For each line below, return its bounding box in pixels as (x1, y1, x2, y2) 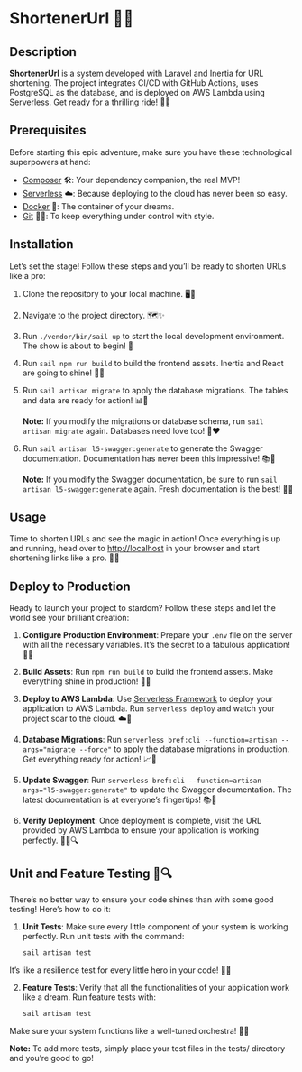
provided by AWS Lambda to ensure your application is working (22, 825, 260, 836)
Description (9, 44, 77, 60)
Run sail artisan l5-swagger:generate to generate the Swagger (22, 442, 263, 454)
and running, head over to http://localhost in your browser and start (9, 543, 260, 554)
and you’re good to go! (9, 1052, 95, 1063)
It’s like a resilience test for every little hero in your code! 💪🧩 (9, 965, 232, 975)
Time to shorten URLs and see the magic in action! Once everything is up (9, 533, 281, 544)
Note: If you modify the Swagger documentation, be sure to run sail (22, 474, 278, 485)
